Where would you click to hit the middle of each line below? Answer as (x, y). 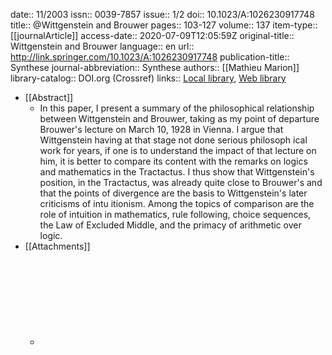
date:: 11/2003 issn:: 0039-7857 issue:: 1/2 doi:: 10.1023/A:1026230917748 (162, 14)
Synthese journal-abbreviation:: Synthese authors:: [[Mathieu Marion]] (155, 67)
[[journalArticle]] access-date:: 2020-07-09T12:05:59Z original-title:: (152, 35)
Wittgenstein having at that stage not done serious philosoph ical (173, 140)
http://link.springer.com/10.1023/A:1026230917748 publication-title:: (150, 57)
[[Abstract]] (49, 97)
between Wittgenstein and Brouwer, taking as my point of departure (179, 118)
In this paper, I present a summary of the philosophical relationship (177, 108)
